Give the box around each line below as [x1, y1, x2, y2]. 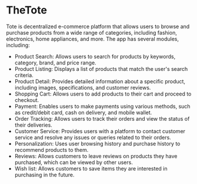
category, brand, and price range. [14, 59, 96, 66]
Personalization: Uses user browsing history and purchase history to [14, 140, 181, 147]
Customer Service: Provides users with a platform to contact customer [14, 127, 186, 135]
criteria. [14, 71, 34, 79]
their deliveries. [14, 121, 53, 128]
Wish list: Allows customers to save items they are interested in [14, 165, 168, 172]
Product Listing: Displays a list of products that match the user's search [14, 65, 188, 72]
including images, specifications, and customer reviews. [14, 84, 151, 91]
